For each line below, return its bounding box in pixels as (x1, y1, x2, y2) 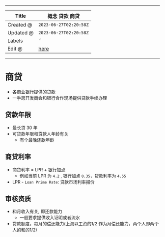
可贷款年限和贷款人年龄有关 (12, 131, 69, 136)
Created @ (7, 22, 32, 28)
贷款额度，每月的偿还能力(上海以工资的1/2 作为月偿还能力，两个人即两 (12, 221, 155, 227)
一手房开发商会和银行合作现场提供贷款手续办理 (12, 95, 107, 101)
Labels (7, 37, 23, 44)
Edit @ (7, 45, 23, 52)
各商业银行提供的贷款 (12, 89, 55, 95)
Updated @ (7, 29, 34, 36)
